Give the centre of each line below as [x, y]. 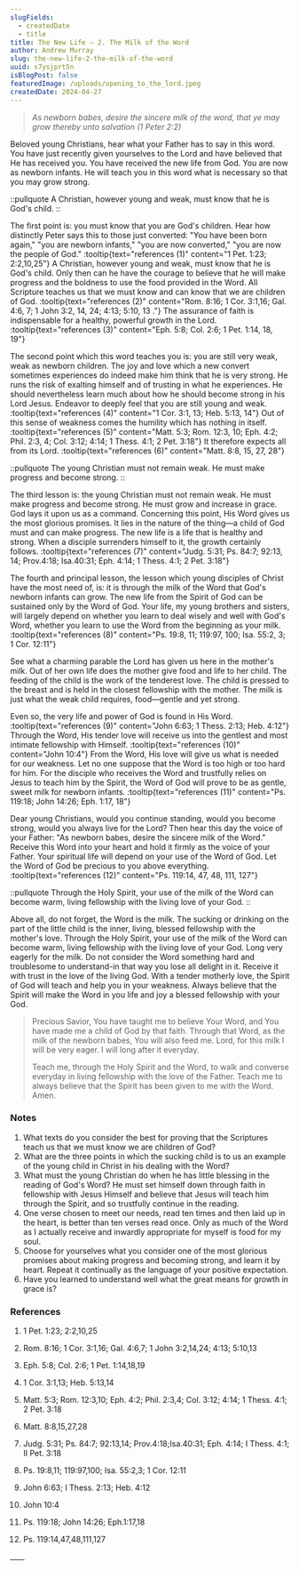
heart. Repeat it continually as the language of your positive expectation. [155, 1270]
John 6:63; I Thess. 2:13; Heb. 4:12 [87, 1488]
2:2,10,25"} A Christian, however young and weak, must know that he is [141, 263]
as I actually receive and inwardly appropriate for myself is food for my [152, 1231]
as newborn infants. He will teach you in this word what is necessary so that [149, 172]
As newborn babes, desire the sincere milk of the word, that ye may [156, 117]
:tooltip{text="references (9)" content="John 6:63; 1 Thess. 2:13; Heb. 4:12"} [149, 725]
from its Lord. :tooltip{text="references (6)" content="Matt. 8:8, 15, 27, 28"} [147, 451]
